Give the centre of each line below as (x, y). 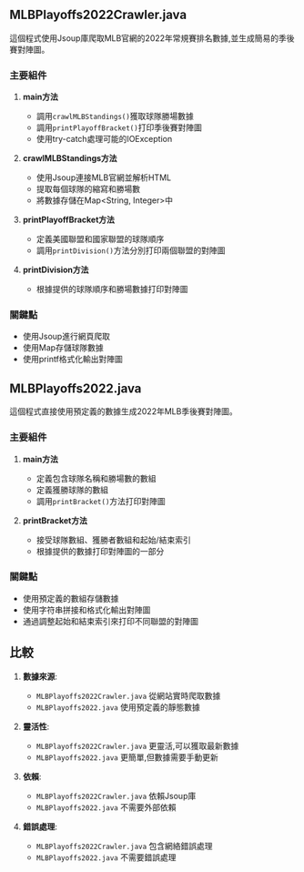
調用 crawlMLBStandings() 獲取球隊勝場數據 (115, 117)
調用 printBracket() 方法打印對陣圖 (101, 501)
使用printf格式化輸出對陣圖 (72, 360)
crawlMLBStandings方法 (70, 158)
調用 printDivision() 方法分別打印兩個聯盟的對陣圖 (131, 250)
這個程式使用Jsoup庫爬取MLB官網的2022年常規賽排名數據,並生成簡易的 (144, 38)
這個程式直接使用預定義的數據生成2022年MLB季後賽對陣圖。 (124, 411)
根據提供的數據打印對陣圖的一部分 (100, 551)
